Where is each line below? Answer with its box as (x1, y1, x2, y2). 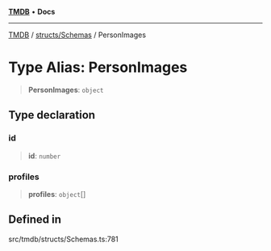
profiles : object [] (27, 189, 86, 199)
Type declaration (8, 108, 95, 122)
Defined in (8, 213, 62, 227)
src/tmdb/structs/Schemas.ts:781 (8, 234, 119, 244)
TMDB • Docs (8, 7, 56, 16)
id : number (27, 151, 61, 161)
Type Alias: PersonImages (8, 58, 188, 77)
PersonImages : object (27, 85, 104, 94)
